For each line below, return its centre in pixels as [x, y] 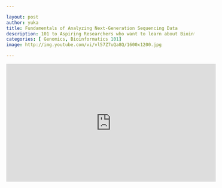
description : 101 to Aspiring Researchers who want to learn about [92, 34]
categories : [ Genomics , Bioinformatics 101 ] [64, 40]
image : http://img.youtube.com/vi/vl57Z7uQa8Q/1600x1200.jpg [84, 45]
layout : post [22, 17]
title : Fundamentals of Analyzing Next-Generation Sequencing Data [92, 28]
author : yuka [22, 22]
